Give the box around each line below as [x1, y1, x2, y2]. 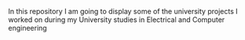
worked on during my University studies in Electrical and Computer [8, 15, 225, 24]
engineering [8, 24, 47, 32]
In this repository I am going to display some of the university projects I [8, 7, 238, 16]
